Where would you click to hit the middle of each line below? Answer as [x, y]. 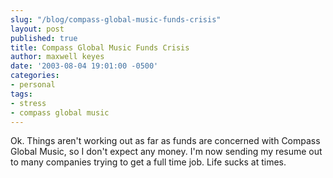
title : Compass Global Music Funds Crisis [100, 47]
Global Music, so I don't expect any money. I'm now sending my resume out [166, 152]
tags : [21, 94]
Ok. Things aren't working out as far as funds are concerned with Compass [165, 141]
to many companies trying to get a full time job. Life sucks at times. [148, 162]
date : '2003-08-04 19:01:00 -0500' [84, 66]
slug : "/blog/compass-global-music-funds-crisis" [116, 19]
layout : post [37, 29]
